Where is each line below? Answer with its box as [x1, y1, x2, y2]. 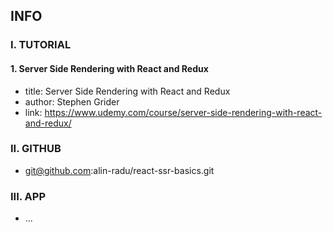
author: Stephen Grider [24, 95, 120, 108]
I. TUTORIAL [10, 38, 72, 52]
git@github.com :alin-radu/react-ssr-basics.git [24, 164, 215, 176]
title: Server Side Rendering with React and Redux [24, 85, 231, 97]
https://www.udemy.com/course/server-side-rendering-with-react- [44, 106, 323, 118]
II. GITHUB [10, 142, 62, 156]
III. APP [10, 189, 47, 203]
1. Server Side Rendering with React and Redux [10, 62, 209, 74]
